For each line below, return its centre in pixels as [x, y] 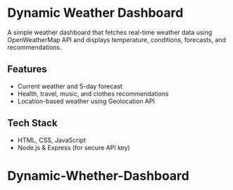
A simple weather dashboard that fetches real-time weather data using [110, 32]
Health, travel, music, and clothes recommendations [93, 93]
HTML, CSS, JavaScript [52, 140]
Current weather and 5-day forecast [70, 86]
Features [27, 69]
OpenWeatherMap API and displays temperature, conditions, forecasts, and [117, 39]
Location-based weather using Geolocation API [86, 101]
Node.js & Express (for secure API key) [74, 147]
